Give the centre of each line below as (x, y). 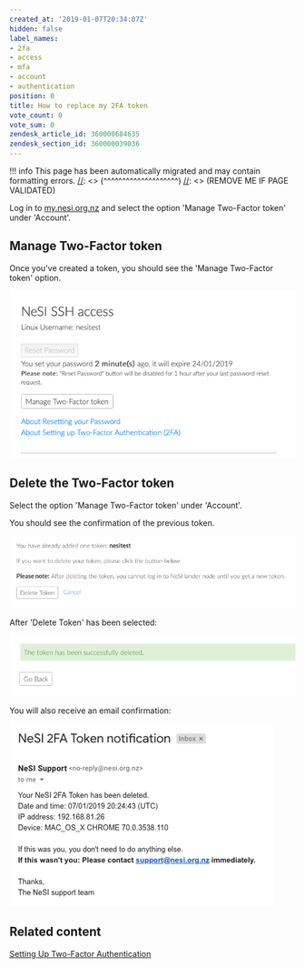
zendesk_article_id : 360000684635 (75, 135)
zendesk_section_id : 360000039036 (75, 144)
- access (26, 58)
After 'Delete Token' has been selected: (83, 622)
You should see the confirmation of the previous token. (112, 522)
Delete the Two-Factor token (92, 484)
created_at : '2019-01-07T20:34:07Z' (79, 19)
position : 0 (32, 96)
